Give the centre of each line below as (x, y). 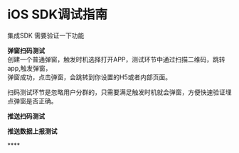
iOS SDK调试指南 (58, 15)
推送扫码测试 (26, 116)
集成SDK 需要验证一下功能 (46, 35)
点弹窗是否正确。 (32, 101)
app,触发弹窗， (30, 68)
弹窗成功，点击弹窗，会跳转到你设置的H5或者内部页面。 (90, 77)
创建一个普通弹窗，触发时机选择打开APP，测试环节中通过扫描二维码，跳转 (116, 59)
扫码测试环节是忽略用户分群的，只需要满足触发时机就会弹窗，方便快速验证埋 (119, 92)
